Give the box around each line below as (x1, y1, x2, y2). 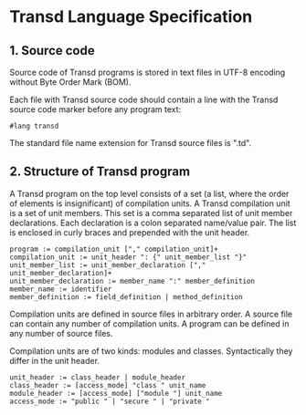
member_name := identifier (9, 285, 112, 294)
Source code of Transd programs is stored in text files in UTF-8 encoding (9, 67, 286, 78)
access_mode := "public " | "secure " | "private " (9, 397, 210, 406)
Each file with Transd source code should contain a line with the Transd (9, 94, 279, 105)
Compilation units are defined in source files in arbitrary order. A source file (9, 308, 293, 319)
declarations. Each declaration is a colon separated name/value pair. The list (9, 217, 297, 228)
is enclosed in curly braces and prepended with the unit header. (9, 226, 250, 238)
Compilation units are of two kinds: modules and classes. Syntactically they (9, 345, 293, 357)
